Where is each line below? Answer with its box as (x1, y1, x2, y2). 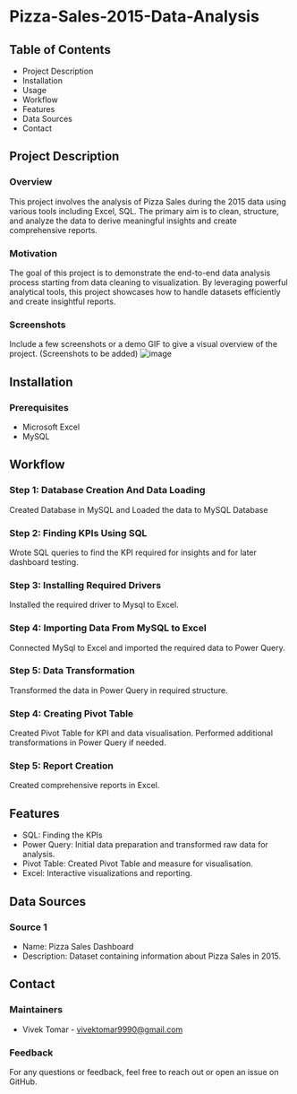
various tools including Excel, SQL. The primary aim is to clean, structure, (9, 205, 279, 216)
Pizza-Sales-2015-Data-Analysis (9, 6, 259, 27)
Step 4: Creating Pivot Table (9, 707, 134, 719)
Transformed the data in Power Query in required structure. (9, 684, 228, 696)
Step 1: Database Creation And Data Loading (9, 484, 206, 497)
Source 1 (9, 921, 47, 933)
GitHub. (9, 1076, 38, 1087)
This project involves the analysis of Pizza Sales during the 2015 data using (9, 195, 286, 207)
